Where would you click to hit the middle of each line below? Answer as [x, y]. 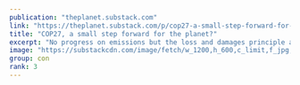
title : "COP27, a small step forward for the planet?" [113, 34]
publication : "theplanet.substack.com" [83, 17]
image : [21, 50]
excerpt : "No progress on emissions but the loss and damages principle [147, 42]
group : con [29, 58]
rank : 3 [24, 67]
